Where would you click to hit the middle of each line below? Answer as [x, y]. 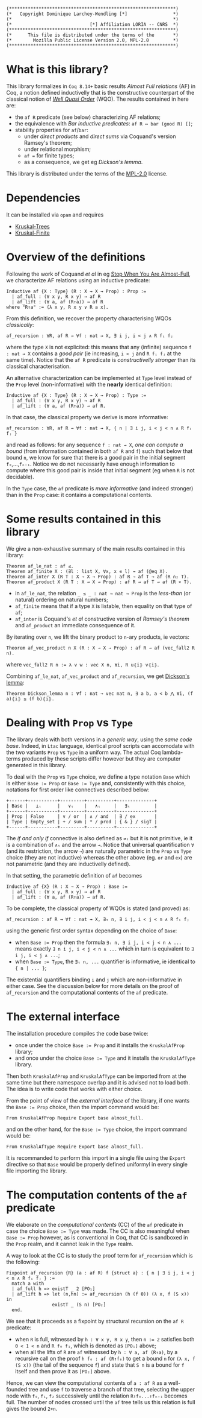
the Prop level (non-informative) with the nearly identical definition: [89, 384]
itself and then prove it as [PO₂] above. [63, 1371]
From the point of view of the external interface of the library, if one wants [98, 1100]
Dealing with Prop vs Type [70, 722]
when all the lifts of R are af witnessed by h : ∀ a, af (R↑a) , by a [96, 1352]
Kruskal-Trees [32, 226]
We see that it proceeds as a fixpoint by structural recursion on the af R [95, 1321]
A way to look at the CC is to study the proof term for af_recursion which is [100, 1255]
